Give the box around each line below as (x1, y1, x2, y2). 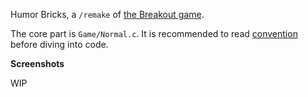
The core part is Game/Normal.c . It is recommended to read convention (10, 28, 298, 39)
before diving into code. (10, 39, 109, 50)
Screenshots (10, 58, 65, 69)
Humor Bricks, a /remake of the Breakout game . (10, 9, 205, 20)
